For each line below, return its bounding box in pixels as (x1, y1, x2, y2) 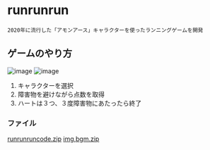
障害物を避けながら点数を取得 (17, 90, 105, 99)
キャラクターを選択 (17, 81, 74, 89)
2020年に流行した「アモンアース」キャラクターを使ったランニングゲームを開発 (7, 27, 204, 34)
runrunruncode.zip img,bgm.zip (7, 135, 100, 143)
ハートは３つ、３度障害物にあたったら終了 (17, 99, 142, 107)
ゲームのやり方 (7, 48, 73, 60)
